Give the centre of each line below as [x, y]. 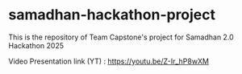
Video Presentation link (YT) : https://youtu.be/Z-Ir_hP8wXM [109, 61]
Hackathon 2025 [36, 45]
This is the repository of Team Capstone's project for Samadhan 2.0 [121, 37]
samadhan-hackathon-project [112, 15]
